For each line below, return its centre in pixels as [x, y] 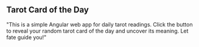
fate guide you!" [26, 37]
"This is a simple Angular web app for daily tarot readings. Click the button [100, 24]
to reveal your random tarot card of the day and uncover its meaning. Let [97, 31]
